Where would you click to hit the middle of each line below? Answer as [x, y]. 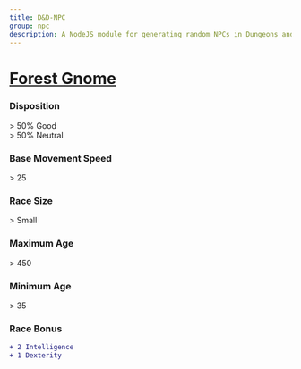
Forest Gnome [63, 78]
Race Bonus [36, 329]
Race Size [31, 201]
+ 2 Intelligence [42, 348]
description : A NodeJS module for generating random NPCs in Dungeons [144, 34]
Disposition [34, 106]
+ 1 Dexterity [36, 356]
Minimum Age [40, 286]
